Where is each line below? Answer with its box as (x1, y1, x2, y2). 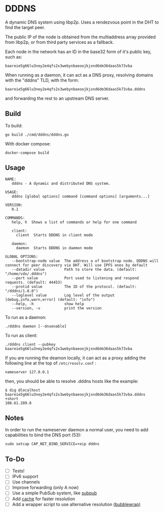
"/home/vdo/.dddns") (5, 271, 47, 276)
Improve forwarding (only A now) (12, 484, 79, 490)
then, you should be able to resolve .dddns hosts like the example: (5, 378, 139, 384)
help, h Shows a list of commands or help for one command (11, 220, 137, 225)
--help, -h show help (11, 301, 84, 306)
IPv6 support (12, 474, 39, 480)
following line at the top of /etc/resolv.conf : (5, 360, 96, 366)
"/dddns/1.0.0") (5, 288, 38, 293)
